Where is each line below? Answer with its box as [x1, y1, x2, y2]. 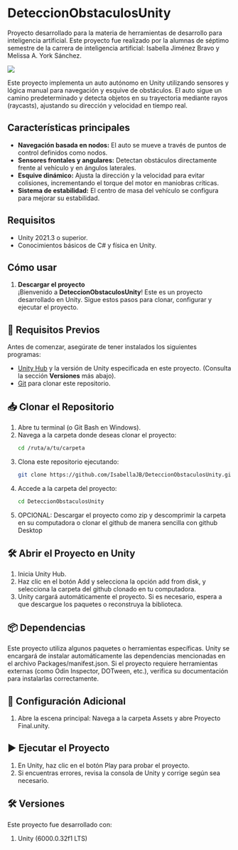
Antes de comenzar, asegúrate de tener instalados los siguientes [7, 343, 198, 351]
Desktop [17, 526, 43, 534]
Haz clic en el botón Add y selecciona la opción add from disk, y [17, 577, 206, 586]
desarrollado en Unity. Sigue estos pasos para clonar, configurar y [17, 296, 212, 304]
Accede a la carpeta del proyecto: [17, 484, 117, 492]
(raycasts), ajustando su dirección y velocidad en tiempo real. [7, 101, 188, 110]
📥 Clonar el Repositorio [7, 400, 114, 413]
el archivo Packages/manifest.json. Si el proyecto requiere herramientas [7, 659, 218, 668]
